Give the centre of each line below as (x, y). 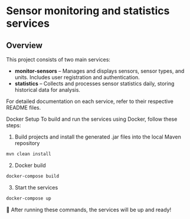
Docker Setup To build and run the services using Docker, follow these (92, 119)
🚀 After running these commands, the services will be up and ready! (89, 210)
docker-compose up (29, 198)
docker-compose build (33, 176)
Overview (24, 45)
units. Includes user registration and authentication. (77, 77)
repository (27, 143)
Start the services (36, 187)
